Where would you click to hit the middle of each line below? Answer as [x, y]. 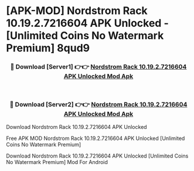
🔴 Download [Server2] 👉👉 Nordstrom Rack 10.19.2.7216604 [98, 105]
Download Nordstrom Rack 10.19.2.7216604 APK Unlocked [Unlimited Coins [97, 156]
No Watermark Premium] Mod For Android [57, 162]
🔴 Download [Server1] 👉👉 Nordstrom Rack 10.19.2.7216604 [98, 67]
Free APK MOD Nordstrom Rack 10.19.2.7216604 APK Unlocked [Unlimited [96, 138]
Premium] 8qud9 [48, 48]
